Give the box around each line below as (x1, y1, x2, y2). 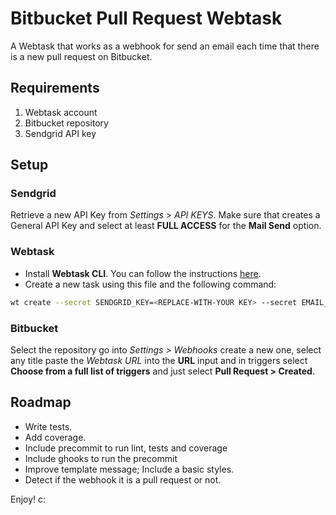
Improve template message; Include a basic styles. (24, 463, 235, 475)
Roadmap (10, 394, 72, 411)
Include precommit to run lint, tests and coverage (24, 442, 228, 454)
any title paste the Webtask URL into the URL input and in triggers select (10, 354, 308, 366)
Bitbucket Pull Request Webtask (10, 7, 283, 30)
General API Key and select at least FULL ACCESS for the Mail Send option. (10, 220, 322, 232)
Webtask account (24, 106, 98, 118)
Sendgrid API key (24, 127, 97, 139)
